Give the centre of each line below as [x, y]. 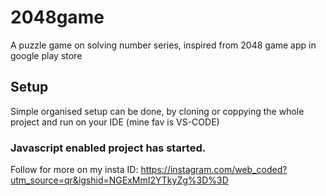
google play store [46, 55]
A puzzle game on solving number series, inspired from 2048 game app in [163, 45]
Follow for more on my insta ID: [74, 170]
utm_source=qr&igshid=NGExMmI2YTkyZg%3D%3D [119, 180]
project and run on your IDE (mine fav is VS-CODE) [115, 122]
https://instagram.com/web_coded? [214, 170]
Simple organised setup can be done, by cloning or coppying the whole [157, 111]
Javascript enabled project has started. [108, 148]
